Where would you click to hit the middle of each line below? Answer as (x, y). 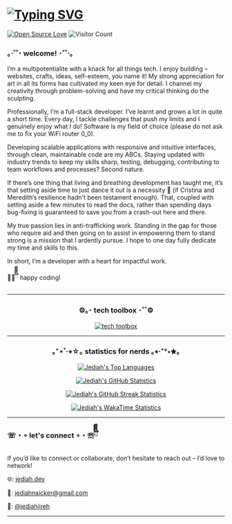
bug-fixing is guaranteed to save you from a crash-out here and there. (107, 212)
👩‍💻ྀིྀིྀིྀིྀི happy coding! (34, 278)
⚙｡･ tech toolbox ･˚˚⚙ (116, 311)
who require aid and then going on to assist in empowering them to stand (111, 233)
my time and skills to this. (43, 248)
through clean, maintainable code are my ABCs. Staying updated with (106, 155)
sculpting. (21, 98)
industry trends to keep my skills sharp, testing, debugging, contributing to (113, 162)
